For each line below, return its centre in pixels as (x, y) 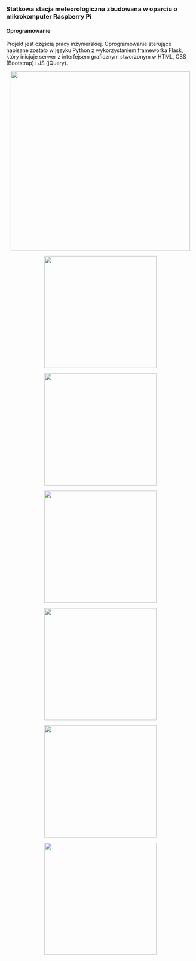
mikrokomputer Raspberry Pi (49, 16)
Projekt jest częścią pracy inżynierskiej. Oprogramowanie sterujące (89, 44)
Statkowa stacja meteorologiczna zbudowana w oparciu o (92, 9)
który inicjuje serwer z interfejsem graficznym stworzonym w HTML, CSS (96, 57)
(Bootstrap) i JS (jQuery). (37, 63)
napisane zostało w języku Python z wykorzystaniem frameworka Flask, (95, 50)
